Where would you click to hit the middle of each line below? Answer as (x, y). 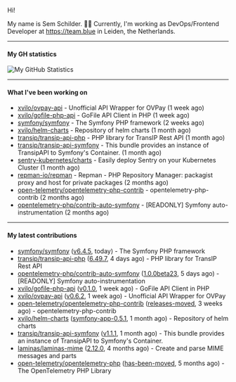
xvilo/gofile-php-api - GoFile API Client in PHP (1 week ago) (103, 115)
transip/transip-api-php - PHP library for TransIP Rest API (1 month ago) (121, 138)
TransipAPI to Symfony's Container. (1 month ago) (89, 153)
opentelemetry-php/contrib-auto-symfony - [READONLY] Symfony (114, 205)
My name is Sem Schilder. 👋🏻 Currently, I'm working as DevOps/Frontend (113, 24)
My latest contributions (42, 235)
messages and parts (47, 355)
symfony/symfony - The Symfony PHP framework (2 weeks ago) (111, 123)
